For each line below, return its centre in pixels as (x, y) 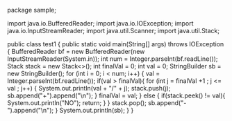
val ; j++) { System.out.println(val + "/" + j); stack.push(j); (89, 88)
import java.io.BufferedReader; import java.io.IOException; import (100, 23)
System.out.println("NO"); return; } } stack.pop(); (77, 103)
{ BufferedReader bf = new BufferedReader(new (76, 52)
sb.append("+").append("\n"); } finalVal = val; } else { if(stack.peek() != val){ (116, 95)
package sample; (32, 10)
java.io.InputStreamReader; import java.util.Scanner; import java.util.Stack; (114, 31)
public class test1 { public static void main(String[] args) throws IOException (116, 44)
